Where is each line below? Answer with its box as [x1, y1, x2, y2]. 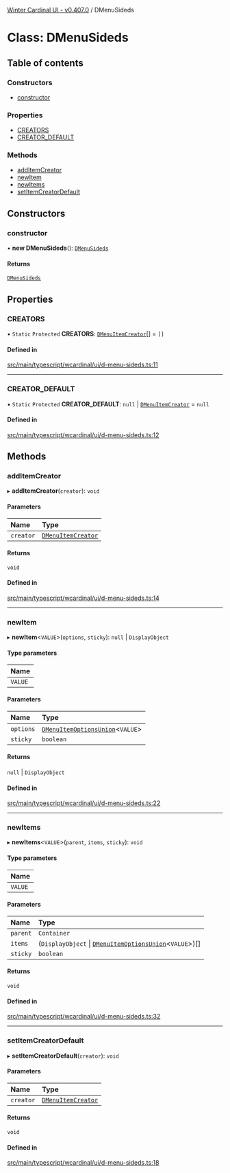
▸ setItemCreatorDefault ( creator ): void [7, 1052, 120, 1060]
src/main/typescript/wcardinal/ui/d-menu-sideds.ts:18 [7, 1159, 159, 1167]
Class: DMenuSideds [7, 30, 129, 45]
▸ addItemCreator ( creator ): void [7, 487, 100, 495]
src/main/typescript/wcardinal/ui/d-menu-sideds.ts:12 [7, 430, 159, 439]
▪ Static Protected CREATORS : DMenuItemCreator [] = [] [7, 329, 164, 338]
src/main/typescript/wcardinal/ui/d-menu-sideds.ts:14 [7, 594, 159, 603]
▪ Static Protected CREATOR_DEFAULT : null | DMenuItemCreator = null [7, 399, 209, 408]
